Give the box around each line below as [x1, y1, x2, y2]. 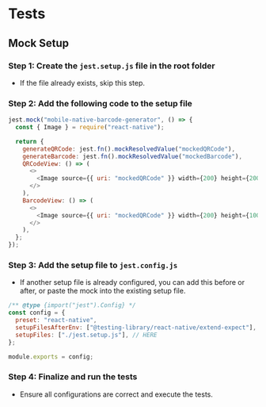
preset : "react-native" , [15, 317, 97, 324]
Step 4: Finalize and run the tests [8, 371, 138, 382]
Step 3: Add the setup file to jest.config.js [8, 259, 178, 271]
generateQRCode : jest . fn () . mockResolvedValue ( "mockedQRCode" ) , [22, 144, 236, 153]
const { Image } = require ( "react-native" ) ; [15, 124, 165, 132]
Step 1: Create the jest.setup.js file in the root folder [8, 60, 215, 71]
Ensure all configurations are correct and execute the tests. [19, 390, 214, 399]
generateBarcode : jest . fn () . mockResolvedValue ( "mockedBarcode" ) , [22, 152, 243, 160]
